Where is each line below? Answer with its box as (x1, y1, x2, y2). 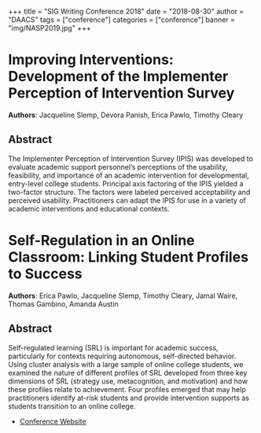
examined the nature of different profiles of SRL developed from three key (8, 368, 248, 377)
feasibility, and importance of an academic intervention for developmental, (8, 171, 249, 180)
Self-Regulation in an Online (8, 231, 195, 249)
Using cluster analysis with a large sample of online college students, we (8, 359, 244, 369)
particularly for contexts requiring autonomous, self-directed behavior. (8, 351, 237, 361)
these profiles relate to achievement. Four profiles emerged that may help (8, 384, 246, 394)
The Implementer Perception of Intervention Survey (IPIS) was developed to (8, 153, 254, 163)
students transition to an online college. (8, 401, 136, 411)
